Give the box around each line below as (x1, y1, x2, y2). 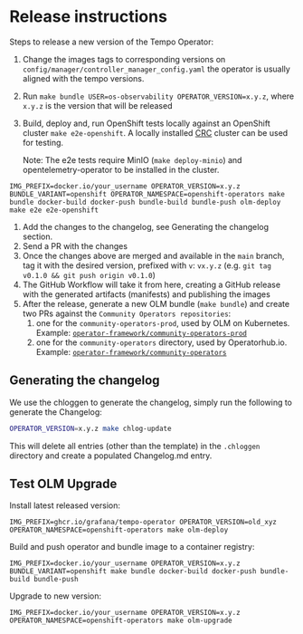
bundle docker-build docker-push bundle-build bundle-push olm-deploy (9, 197, 281, 207)
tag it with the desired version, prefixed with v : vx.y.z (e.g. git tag (22, 260, 271, 271)
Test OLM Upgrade (9, 476, 118, 492)
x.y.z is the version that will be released (22, 100, 173, 110)
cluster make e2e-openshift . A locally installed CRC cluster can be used (22, 127, 289, 138)
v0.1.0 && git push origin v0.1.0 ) (22, 269, 156, 280)
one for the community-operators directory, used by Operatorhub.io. (35, 337, 288, 348)
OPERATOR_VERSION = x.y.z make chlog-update (9, 424, 172, 433)
